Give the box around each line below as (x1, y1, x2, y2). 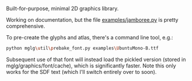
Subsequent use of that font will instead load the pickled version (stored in (6, 56, 186, 63)
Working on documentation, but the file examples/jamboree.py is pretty (6, 16, 178, 23)
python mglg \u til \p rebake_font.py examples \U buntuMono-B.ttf (6, 45, 159, 51)
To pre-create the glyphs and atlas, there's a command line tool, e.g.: (6, 34, 173, 41)
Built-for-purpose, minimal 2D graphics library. (6, 5, 119, 12)
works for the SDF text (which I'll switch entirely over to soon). (6, 68, 157, 75)
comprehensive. (6, 23, 45, 29)
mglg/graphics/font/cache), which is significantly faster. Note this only (6, 62, 176, 69)
